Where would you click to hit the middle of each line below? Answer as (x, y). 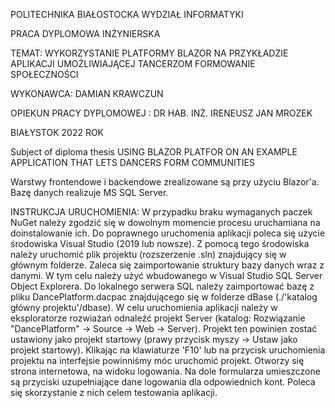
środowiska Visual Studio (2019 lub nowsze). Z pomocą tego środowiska (160, 243)
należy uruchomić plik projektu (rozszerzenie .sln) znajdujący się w (148, 254)
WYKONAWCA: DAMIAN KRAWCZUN (87, 93)
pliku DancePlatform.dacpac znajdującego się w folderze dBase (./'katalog (164, 297)
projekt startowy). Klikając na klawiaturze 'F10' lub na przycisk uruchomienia (168, 350)
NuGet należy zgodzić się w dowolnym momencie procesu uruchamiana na (165, 222)
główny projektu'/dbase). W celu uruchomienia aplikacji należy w (144, 307)
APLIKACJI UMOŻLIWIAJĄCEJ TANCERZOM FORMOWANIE (133, 63)
